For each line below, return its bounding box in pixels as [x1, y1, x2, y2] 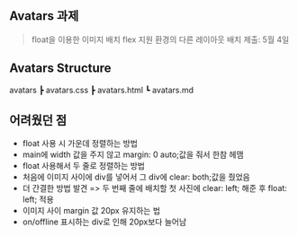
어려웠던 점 [9, 113, 68, 128]
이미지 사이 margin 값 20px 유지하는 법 [22, 205, 160, 216]
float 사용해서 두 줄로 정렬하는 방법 [22, 161, 146, 171]
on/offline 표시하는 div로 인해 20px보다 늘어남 [22, 216, 187, 227]
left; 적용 [22, 194, 54, 205]
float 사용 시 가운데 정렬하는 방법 [22, 138, 138, 149]
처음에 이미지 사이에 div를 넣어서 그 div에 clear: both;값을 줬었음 [22, 171, 250, 182]
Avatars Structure [9, 61, 112, 76]
